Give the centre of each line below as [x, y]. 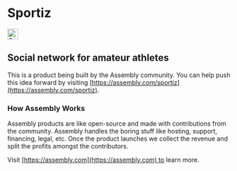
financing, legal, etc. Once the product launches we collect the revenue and [118, 138]
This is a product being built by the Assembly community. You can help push [119, 75]
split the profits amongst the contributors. [68, 146]
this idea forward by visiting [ [50, 82]
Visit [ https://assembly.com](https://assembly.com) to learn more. [103, 160]
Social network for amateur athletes [88, 58]
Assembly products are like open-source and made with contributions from [117, 124]
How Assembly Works [46, 108]
